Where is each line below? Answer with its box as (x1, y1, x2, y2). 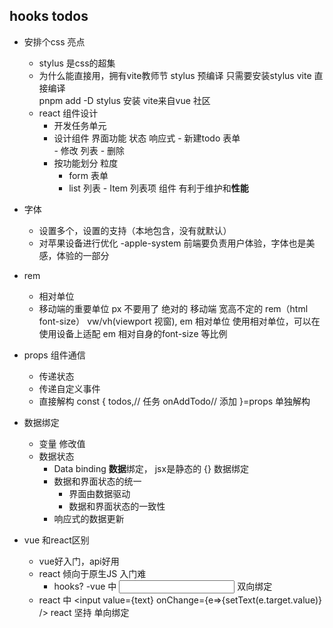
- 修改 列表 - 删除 (53, 144, 126, 156)
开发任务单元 (53, 119, 107, 131)
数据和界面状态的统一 (53, 475, 142, 487)
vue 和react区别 (23, 534, 90, 546)
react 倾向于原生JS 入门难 (38, 567, 147, 579)
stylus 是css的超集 (38, 57, 116, 69)
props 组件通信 (23, 349, 86, 361)
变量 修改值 (38, 437, 86, 449)
